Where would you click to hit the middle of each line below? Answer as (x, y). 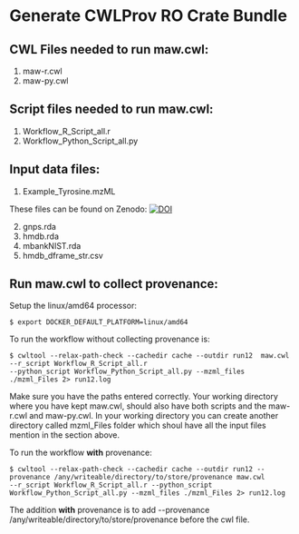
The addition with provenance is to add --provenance (110, 510)
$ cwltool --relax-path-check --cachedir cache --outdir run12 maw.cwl (149, 356)
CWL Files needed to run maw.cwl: (109, 49)
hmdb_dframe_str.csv (63, 255)
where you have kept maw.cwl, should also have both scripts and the (138, 406)
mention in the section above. (65, 435)
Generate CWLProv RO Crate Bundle (149, 16)
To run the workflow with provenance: (81, 453)
